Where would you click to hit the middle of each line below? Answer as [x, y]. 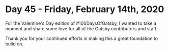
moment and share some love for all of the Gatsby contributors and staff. [81, 28]
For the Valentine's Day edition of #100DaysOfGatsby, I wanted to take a [81, 23]
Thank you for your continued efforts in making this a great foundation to [82, 38]
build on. [15, 43]
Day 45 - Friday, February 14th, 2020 [85, 9]
